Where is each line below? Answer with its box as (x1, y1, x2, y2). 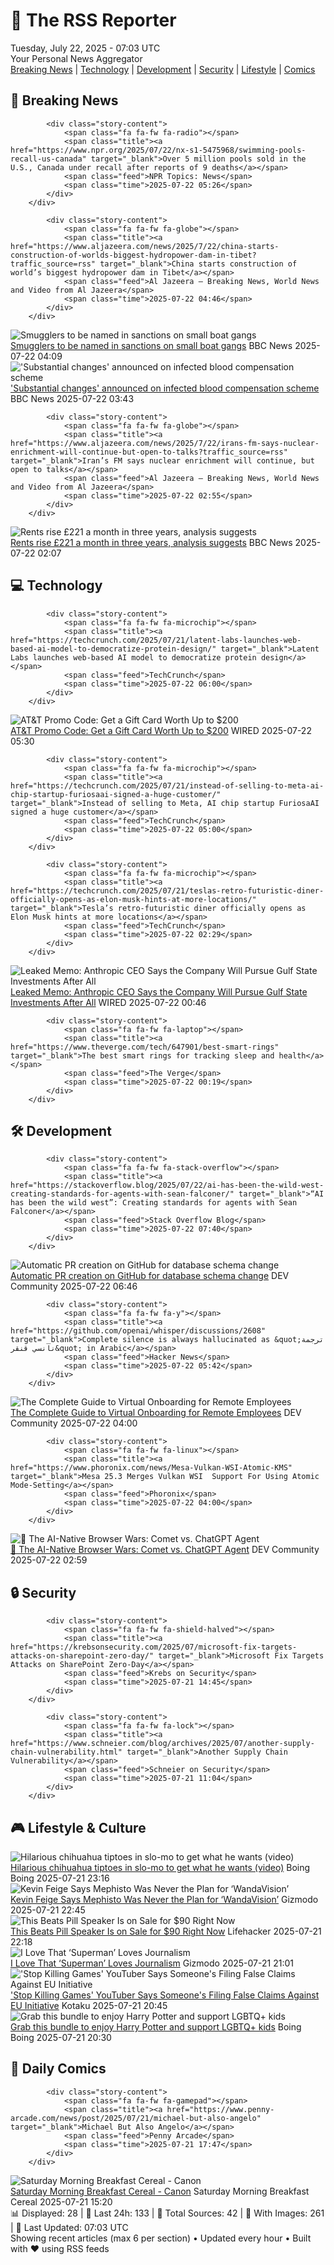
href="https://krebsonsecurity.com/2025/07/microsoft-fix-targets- (10, 1642, 298, 1653)
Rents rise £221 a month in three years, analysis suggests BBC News (10, 536, 293, 548)
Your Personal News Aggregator (10, 52, 143, 64)
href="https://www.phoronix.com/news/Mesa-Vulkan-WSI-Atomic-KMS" (10, 1463, 293, 1473)
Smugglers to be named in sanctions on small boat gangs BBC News (10, 339, 293, 351)
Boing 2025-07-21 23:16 (10, 1872, 110, 1884)
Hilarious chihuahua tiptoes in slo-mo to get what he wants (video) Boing (10, 1862, 311, 1873)
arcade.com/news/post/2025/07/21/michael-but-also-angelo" (10, 2113, 262, 2123)
